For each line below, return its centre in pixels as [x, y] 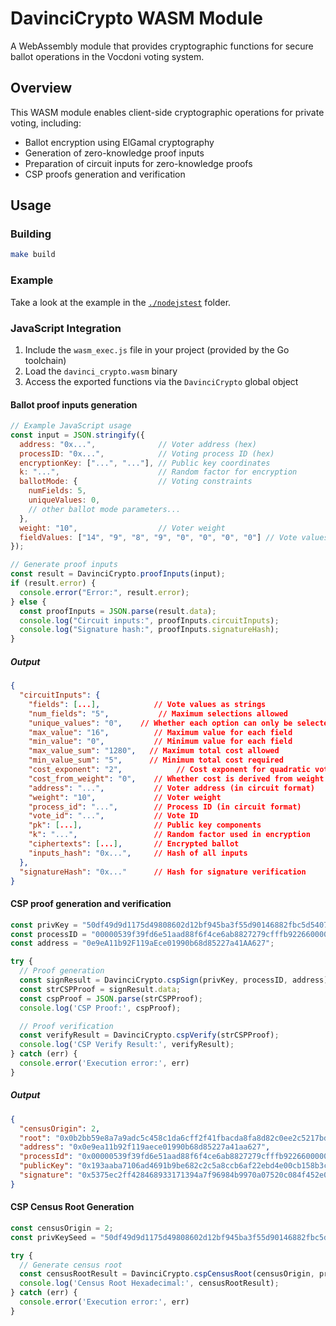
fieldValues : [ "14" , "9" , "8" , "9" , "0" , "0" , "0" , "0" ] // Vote [158, 537]
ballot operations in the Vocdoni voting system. [107, 56]
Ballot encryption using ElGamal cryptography [119, 142]
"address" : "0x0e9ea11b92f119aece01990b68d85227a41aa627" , [145, 1147]
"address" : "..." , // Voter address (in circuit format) [171, 788]
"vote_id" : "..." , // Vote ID [113, 816]
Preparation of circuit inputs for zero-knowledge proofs [138, 163]
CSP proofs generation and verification [105, 174]
